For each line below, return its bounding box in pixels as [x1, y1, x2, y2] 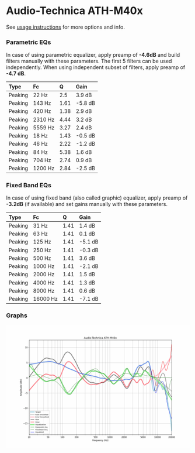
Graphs [6, 311, 27, 320]
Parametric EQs [6, 38, 51, 46]
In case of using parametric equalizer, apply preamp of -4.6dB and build [6, 52, 180, 59]
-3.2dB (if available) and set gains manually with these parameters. [6, 201, 168, 208]
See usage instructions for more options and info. [6, 23, 126, 30]
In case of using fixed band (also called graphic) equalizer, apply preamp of [6, 194, 188, 201]
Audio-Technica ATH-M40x [6, 4, 143, 18]
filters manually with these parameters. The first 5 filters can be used [6, 57, 172, 65]
